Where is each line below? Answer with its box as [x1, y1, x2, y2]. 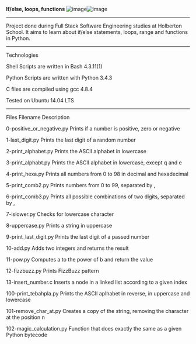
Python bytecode [6, 331, 48, 338]
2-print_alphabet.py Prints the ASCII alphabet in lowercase [6, 148, 147, 154]
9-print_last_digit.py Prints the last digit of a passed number [6, 233, 150, 240]
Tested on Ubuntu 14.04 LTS [6, 97, 74, 104]
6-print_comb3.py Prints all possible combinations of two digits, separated [6, 193, 185, 200]
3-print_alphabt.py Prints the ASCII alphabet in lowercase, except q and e [6, 159, 183, 166]
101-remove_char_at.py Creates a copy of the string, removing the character [6, 308, 189, 314]
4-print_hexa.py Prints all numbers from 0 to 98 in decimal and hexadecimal [6, 170, 188, 177]
